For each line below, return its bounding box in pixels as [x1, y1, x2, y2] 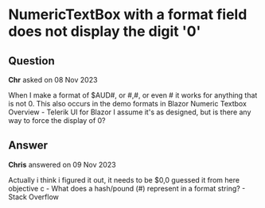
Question [8, 54, 55, 67]
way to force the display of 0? [8, 116, 106, 125]
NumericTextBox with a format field [8, 6, 247, 24]
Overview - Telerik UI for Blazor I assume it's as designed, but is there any [8, 107, 251, 117]
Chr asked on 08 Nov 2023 [8, 75, 98, 84]
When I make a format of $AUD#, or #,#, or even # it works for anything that [8, 91, 258, 100]
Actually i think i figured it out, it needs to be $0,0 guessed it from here [8, 175, 240, 184]
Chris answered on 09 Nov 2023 [8, 160, 117, 169]
